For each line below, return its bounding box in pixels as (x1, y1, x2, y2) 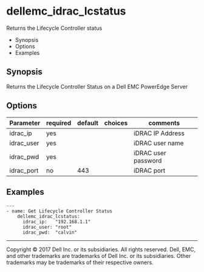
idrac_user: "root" (22, 224, 72, 231)
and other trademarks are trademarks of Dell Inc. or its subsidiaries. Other (6, 253, 191, 260)
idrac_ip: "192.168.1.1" (22, 219, 91, 225)
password (133, 156, 162, 165)
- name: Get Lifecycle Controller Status (6, 208, 113, 214)
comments (148, 119, 180, 127)
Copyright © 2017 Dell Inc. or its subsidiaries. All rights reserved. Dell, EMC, (6, 246, 196, 253)
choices (104, 119, 128, 127)
